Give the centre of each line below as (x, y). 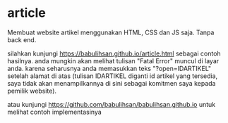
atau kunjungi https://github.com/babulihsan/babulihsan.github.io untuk (112, 104)
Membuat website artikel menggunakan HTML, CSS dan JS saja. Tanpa (111, 32)
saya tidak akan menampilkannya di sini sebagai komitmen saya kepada (112, 83)
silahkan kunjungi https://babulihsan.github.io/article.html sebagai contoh (114, 53)
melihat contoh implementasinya (55, 112)
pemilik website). (32, 91)
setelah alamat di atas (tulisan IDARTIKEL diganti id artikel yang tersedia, (113, 76)
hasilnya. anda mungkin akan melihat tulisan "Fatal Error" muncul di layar (113, 60)
